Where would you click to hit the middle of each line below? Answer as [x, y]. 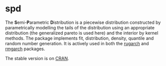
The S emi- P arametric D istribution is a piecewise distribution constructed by [83, 22]
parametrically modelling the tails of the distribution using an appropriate [80, 27]
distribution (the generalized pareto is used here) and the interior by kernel [82, 33]
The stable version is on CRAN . [37, 58]
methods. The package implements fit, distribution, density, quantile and [80, 38]
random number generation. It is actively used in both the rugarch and [77, 43]
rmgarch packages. [25, 49]
